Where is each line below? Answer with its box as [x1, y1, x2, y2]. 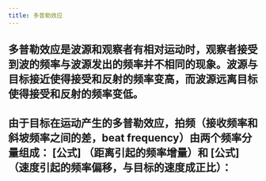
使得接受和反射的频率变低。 [8, 88, 144, 101]
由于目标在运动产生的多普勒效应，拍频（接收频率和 [8, 116, 258, 130]
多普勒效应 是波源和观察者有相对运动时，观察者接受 [8, 43, 258, 56]
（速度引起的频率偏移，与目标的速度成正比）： [8, 161, 232, 175]
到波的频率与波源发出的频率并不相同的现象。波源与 [8, 58, 258, 71]
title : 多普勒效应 [8, 11, 63, 20]
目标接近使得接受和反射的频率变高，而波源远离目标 [8, 73, 258, 86]
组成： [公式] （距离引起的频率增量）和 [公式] [18, 146, 240, 160]
